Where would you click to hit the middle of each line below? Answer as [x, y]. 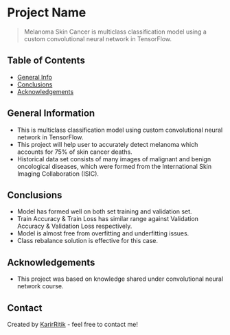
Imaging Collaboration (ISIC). [58, 174]
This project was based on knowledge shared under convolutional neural [120, 279]
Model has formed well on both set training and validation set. [104, 211]
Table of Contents [46, 61]
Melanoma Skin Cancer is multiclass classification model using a [115, 32]
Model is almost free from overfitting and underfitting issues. [103, 233]
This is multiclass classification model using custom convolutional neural [120, 130]
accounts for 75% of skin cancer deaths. [74, 152]
